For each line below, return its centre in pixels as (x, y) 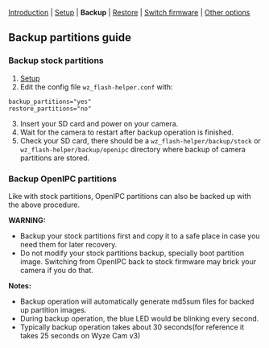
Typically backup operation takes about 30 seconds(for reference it (132, 327)
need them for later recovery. (68, 244)
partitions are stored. (55, 158)
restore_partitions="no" (50, 109)
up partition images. (53, 309)
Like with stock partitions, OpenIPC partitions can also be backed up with (130, 196)
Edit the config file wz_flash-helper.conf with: (96, 87)
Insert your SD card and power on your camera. (99, 123)
